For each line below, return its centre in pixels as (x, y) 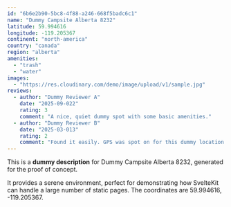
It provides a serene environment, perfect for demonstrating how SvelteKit (113, 183)
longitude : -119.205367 (41, 33)
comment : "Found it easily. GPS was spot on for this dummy (108, 143)
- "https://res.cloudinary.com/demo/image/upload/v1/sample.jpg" (110, 84)
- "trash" (27, 65)
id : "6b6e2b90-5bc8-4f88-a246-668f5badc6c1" (72, 13)
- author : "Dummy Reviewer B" (57, 123)
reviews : (20, 91)
